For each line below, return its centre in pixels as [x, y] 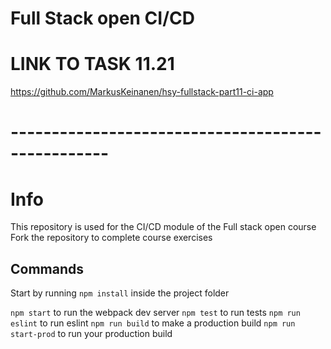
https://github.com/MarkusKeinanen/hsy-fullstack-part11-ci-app [142, 92]
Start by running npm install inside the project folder [120, 293]
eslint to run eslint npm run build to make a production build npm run [153, 323]
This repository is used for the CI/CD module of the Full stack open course [163, 227]
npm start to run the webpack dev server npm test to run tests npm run [155, 313]
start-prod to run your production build [91, 334]
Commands [47, 268]
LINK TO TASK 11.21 [92, 64]
